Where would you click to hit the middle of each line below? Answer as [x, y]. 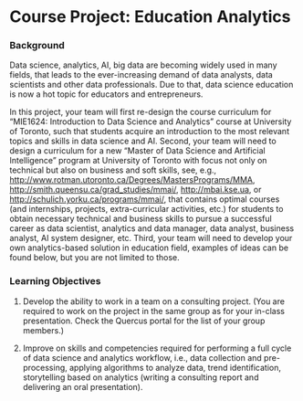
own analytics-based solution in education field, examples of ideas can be [149, 248]
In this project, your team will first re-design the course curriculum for [141, 112]
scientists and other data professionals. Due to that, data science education [151, 85]
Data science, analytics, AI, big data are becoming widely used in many [143, 65]
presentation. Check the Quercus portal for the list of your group [144, 321]
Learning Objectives [56, 281]
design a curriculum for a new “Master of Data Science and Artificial [138, 151]
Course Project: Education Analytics [150, 17]
